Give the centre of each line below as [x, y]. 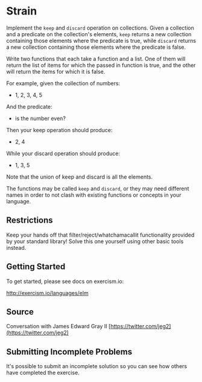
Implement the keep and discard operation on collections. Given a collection [100, 28]
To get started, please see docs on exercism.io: [65, 281]
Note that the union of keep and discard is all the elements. [80, 177]
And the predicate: [29, 106]
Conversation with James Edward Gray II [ [58, 326]
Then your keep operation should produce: [59, 130]
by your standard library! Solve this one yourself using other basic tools [95, 241]
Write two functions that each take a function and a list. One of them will [96, 59]
